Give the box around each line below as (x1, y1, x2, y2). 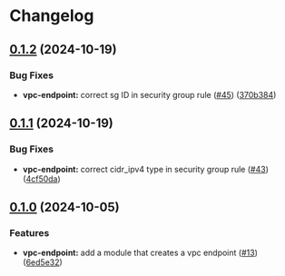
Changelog (9, 5, 94, 26)
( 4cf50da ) (22, 173, 61, 184)
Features (9, 226, 50, 239)
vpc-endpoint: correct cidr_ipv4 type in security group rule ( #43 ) (22, 163, 270, 174)
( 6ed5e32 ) (22, 257, 64, 268)
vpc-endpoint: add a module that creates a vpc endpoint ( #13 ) (22, 247, 259, 259)
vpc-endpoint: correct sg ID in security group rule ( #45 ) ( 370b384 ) (22, 89, 277, 100)
